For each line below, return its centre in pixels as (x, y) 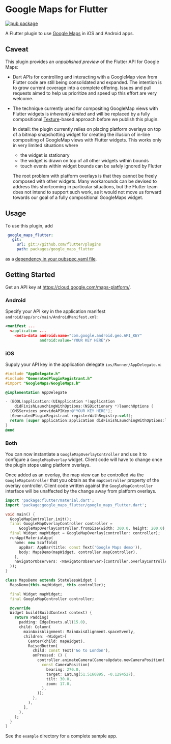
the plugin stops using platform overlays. (48, 465)
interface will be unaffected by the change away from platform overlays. (81, 491)
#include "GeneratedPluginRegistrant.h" (49, 378)
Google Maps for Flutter (56, 9)
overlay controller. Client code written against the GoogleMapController (79, 485)
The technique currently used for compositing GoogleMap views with (85, 108)
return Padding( (32, 618)
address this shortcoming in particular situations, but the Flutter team (85, 186)
